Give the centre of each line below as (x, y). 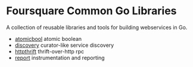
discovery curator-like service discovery (64, 45)
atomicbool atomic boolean (48, 39)
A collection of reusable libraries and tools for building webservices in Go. (97, 27)
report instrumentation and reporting (60, 58)
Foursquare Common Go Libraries (91, 11)
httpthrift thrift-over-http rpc (49, 51)
